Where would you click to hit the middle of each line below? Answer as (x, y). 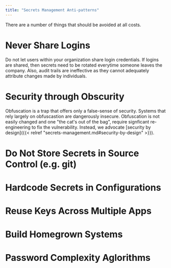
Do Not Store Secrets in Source (72, 153)
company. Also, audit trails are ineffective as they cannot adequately (77, 70)
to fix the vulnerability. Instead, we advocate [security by (91, 127)
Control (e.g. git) (41, 164)
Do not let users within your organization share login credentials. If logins (82, 59)
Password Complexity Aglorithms (78, 258)
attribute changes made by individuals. (46, 76)
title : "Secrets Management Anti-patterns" (52, 10)
